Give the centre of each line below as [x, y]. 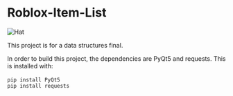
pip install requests [38, 86]
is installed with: [30, 66]
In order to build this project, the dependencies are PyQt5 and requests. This [117, 58]
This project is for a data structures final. [65, 45]
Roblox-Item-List [57, 13]
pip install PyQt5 [34, 80]
